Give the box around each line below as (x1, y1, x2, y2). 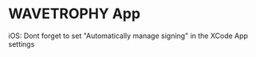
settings (8, 39, 35, 48)
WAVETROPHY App (8, 5, 141, 23)
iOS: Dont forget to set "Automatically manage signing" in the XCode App (8, 31, 249, 40)
